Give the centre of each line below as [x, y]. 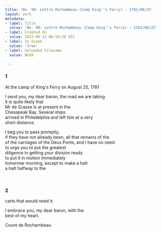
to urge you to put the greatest [36, 148]
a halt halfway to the [26, 168]
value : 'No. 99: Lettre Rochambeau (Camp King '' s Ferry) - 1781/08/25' [84, 28]
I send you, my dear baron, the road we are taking [55, 96]
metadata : [15, 19]
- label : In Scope [24, 42]
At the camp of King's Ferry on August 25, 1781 [52, 87]
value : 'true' [24, 46]
